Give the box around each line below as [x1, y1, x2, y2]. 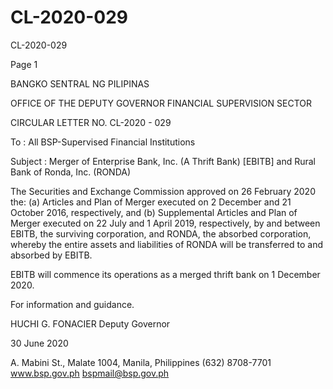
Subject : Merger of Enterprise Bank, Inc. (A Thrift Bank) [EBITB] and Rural [10, 155, 316, 167]
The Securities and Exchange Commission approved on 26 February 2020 [10, 185, 316, 197]
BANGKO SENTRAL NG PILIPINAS [10, 77, 150, 90]
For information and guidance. [10, 298, 135, 310]
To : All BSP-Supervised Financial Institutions [10, 136, 196, 148]
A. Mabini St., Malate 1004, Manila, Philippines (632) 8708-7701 [10, 356, 272, 368]
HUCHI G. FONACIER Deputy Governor [10, 317, 171, 330]
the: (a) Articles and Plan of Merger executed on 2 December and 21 [10, 196, 292, 208]
